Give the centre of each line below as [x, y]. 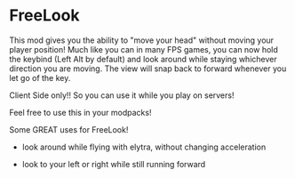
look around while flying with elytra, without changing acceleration [144, 147]
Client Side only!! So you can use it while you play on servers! [122, 95]
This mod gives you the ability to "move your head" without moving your [141, 40]
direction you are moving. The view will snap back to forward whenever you [148, 69]
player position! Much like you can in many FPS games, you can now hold [144, 49]
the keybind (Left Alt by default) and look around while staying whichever [143, 59]
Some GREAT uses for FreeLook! [69, 129]
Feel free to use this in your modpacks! [80, 112]
